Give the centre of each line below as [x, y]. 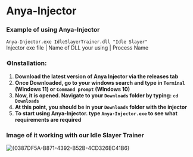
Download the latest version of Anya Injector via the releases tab [96, 76]
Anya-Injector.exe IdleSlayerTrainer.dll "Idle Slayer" [77, 42]
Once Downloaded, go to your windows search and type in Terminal [100, 82]
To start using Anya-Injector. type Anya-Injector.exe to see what [96, 113]
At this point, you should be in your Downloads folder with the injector [101, 107]
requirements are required [48, 119]
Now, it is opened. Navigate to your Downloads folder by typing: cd [96, 95]
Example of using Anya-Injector [53, 30]
